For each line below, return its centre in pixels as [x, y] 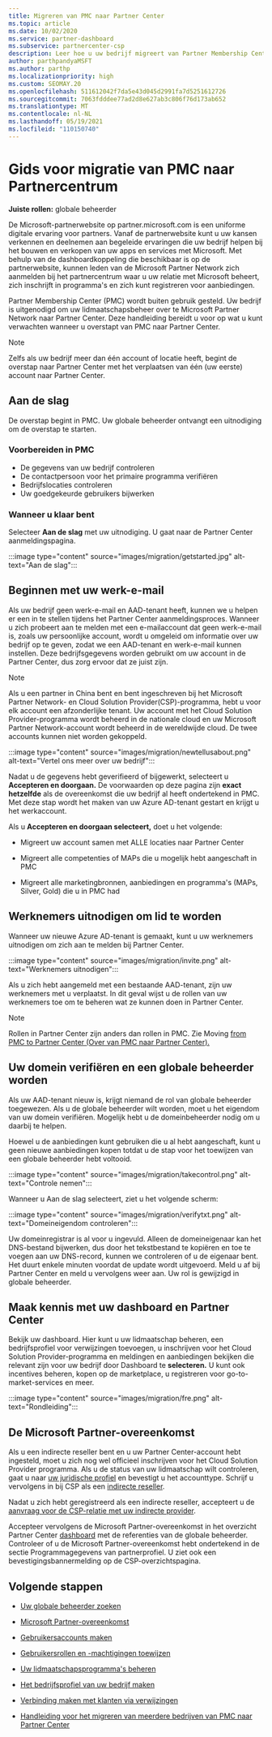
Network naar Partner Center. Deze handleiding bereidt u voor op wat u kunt [136, 318]
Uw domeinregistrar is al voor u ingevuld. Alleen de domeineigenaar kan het [135, 1239]
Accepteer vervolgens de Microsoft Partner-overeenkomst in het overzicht [133, 1527]
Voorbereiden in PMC [51, 449]
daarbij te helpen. [38, 1125]
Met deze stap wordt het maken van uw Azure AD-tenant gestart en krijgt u [134, 802]
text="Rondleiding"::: [43, 1407]
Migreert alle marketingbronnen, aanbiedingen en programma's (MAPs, [139, 882]
